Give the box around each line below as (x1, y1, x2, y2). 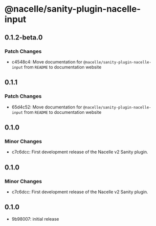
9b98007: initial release (11, 216, 59, 222)
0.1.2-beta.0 (4, 33, 43, 41)
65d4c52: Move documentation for (11, 104, 83, 110)
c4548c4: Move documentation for (11, 59, 83, 64)
